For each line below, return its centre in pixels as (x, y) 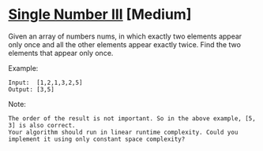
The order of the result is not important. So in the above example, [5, (132, 118)
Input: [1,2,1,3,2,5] (45, 83)
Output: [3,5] (32, 89)
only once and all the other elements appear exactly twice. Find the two (124, 44)
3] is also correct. (42, 125)
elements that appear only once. (61, 53)
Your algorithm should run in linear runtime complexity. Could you (123, 132)
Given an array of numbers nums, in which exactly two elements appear (125, 36)
